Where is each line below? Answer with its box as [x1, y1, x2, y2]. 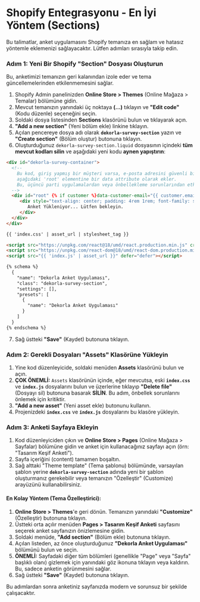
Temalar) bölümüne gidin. [14, 97, 78, 104]
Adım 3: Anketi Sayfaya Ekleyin [6, 423, 99, 432]
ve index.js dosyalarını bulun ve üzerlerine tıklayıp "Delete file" [14, 383, 173, 390]
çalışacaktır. [6, 589, 36, 596]
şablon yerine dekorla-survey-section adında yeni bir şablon [14, 468, 164, 476]
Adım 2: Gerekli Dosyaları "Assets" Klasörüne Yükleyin [6, 350, 168, 359]
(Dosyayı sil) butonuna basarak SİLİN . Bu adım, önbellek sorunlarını [14, 389, 180, 396]
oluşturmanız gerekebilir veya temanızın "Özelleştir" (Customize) [14, 474, 174, 482]
